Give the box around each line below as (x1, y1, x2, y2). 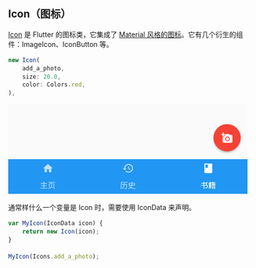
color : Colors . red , (22, 81, 86, 89)
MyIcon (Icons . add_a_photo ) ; (8, 252, 100, 260)
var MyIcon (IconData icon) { (8, 219, 103, 227)
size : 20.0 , (22, 73, 61, 81)
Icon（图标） (8, 7, 72, 21)
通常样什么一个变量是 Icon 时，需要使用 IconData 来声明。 (8, 203, 197, 212)
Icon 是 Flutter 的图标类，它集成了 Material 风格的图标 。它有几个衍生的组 (8, 30, 243, 39)
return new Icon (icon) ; (22, 228, 100, 236)
